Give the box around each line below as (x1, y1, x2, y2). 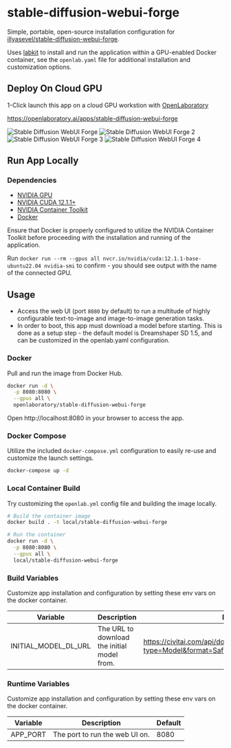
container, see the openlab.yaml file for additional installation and (7, 55, 190, 63)
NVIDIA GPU (16, 191, 53, 199)
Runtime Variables (7, 679, 70, 688)
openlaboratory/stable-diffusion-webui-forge (13, 401, 146, 408)
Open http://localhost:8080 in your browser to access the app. (7, 414, 184, 422)
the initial (97, 641, 127, 650)
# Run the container (7, 531, 67, 538)
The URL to (97, 624, 134, 633)
